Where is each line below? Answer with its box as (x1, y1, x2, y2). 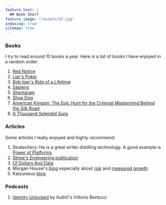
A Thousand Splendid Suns (12, 110, 69, 117)
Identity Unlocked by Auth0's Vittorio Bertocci (12, 195, 107, 201)
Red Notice (12, 68, 36, 75)
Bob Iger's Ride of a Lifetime (12, 79, 71, 85)
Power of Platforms (12, 149, 52, 155)
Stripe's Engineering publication (12, 155, 78, 161)
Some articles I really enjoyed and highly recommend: (5, 134, 116, 140)
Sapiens (12, 84, 29, 90)
